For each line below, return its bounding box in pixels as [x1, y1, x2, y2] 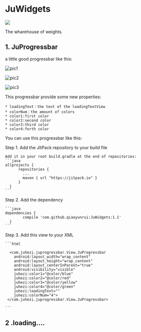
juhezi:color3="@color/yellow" [14, 280, 78, 285]
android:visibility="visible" [14, 267, 76, 272]
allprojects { [5, 162, 34, 167]
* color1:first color [5, 113, 49, 118]
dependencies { [5, 210, 36, 216]
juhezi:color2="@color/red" [14, 275, 71, 281]
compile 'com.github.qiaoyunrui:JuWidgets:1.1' [23, 215, 121, 220]
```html [5, 241, 21, 246]
